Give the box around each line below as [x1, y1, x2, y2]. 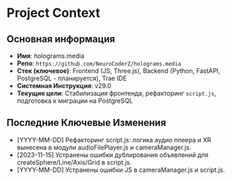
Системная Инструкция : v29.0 [16, 82, 112, 89]
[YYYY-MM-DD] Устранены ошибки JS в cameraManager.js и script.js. [16, 166, 225, 174]
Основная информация [6, 33, 116, 45]
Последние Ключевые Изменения [6, 117, 166, 129]
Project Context [6, 5, 100, 21]
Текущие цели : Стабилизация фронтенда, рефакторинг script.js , [16, 89, 216, 97]
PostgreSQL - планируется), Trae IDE [16, 74, 128, 82]
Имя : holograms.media [16, 51, 85, 60]
